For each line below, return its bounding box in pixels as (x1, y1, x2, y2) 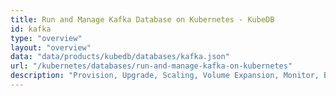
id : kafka (10, 24, 52, 34)
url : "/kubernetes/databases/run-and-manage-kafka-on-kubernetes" (10, 61, 293, 71)
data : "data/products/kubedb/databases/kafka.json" (10, 52, 230, 62)
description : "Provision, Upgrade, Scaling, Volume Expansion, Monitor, (10, 71, 320, 81)
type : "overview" (10, 33, 83, 43)
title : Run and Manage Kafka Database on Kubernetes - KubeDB (10, 14, 275, 25)
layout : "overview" (10, 42, 92, 53)
